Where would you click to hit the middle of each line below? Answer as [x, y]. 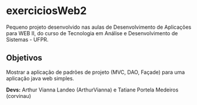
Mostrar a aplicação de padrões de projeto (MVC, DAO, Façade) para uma [96, 72]
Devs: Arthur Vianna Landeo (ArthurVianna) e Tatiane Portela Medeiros [92, 90]
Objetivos [24, 58]
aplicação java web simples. [40, 78]
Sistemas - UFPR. [27, 39]
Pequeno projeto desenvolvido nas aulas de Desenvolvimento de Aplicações [99, 27]
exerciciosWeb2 [46, 11]
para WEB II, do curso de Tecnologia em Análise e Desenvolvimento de [92, 33]
